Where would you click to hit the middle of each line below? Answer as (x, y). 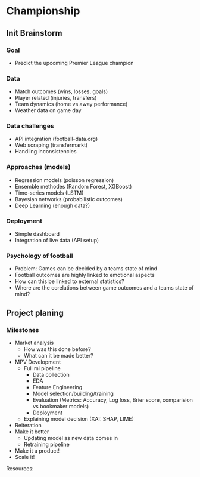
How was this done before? (57, 349)
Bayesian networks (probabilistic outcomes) (69, 199)
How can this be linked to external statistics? (70, 281)
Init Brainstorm (34, 33)
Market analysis (34, 343)
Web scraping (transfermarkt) (51, 145)
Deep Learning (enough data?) (52, 205)
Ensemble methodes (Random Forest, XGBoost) (73, 186)
